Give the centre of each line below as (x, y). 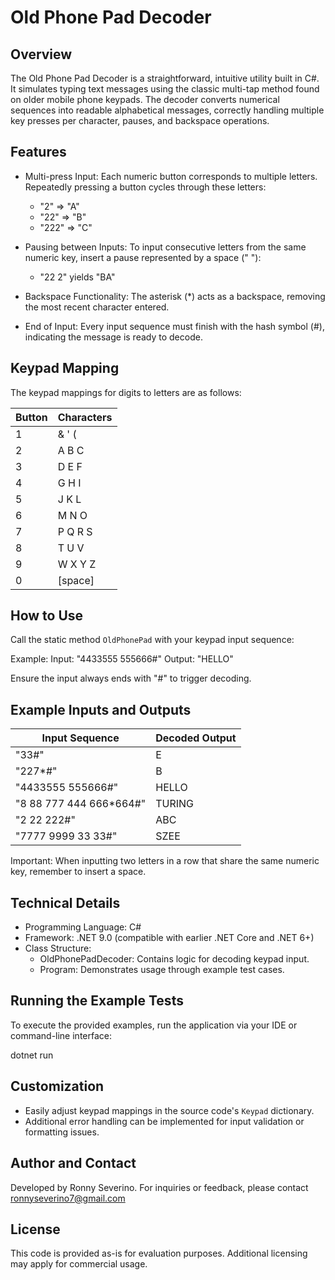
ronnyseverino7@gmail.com (68, 1198)
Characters (85, 417)
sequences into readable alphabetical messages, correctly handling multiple (167, 110)
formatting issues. (62, 1132)
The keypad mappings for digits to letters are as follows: (126, 392)
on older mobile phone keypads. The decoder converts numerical (145, 99)
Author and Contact (73, 1163)
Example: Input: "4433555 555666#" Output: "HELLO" (122, 659)
